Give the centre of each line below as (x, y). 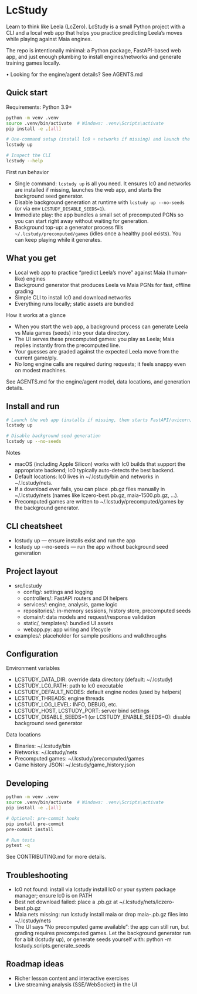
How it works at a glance (36, 315)
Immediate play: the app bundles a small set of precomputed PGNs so (99, 215)
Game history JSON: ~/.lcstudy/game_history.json (75, 765)
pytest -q (18, 845)
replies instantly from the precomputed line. (67, 345)
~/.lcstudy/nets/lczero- (147, 902)
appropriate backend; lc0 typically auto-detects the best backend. (94, 470)
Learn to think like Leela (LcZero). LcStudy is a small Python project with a (96, 26)
